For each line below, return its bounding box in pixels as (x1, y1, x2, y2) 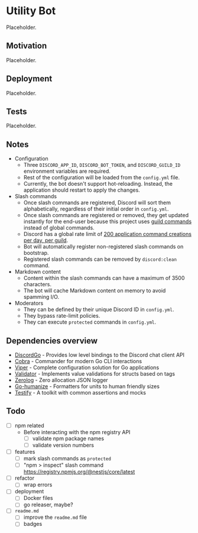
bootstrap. (23, 250, 49, 257)
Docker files (23, 495, 53, 502)
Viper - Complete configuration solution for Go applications (14, 364, 160, 371)
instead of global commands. (23, 224, 95, 231)
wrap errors (23, 481, 53, 489)
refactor (14, 474, 34, 482)
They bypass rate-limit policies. (23, 312, 100, 319)
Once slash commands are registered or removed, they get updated (23, 212, 189, 219)
